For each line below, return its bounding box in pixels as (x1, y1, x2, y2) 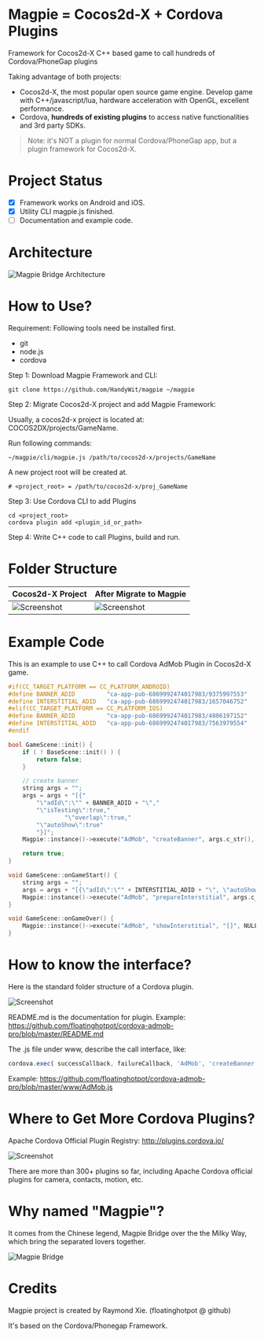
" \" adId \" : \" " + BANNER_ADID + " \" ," (36, 799, 160, 808)
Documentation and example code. (19, 216, 134, 225)
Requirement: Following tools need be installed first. (8, 323, 176, 332)
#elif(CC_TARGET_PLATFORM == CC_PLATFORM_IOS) (8, 704, 163, 713)
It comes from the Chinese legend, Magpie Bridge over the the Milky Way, (8, 1228, 247, 1237)
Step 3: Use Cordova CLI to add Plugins (8, 496, 137, 505)
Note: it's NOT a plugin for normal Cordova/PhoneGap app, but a (27, 135, 237, 145)
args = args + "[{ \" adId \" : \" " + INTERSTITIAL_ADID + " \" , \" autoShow (22, 885, 258, 894)
